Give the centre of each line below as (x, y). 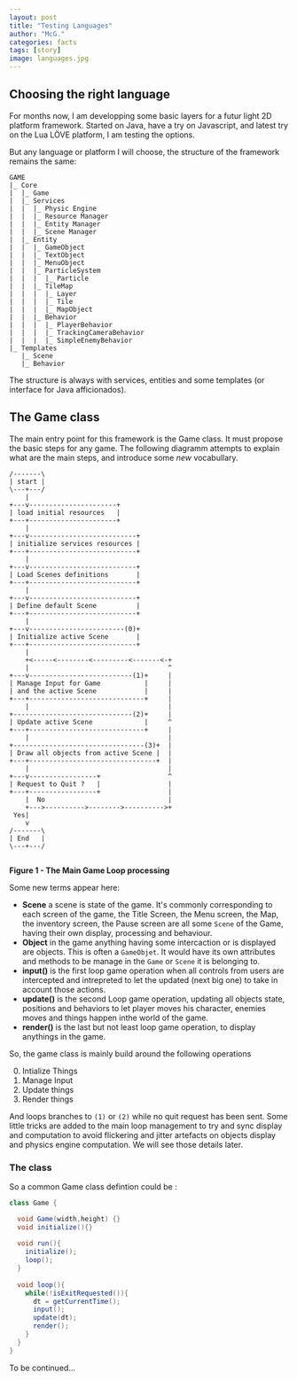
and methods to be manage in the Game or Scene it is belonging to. (141, 961)
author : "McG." (37, 34)
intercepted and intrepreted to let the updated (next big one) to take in (150, 979)
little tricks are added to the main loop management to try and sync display (146, 1126)
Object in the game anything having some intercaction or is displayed (149, 942)
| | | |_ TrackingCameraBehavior (77, 332)
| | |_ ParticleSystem (55, 270)
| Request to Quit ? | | (91, 784)
